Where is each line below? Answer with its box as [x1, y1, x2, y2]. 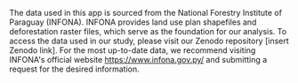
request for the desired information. [9, 64, 140, 74]
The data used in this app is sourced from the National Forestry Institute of [9, 8, 283, 18]
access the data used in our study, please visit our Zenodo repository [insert [9, 35, 289, 46]
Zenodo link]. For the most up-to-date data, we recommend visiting [9, 45, 256, 56]
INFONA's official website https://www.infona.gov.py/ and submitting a [9, 55, 268, 64]
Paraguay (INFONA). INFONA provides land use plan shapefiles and [9, 17, 257, 27]
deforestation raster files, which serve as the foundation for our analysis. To [9, 26, 287, 36]
